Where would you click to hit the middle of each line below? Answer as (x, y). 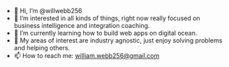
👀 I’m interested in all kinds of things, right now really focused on (107, 18)
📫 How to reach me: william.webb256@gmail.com (87, 55)
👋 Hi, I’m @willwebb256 (48, 11)
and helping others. (42, 48)
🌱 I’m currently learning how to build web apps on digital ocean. (105, 33)
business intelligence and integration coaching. (82, 25)
